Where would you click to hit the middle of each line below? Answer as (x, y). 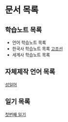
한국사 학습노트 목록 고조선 (37, 49)
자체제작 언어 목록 (30, 72)
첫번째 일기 (16, 114)
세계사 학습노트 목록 (31, 55)
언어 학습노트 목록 (29, 43)
